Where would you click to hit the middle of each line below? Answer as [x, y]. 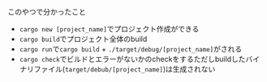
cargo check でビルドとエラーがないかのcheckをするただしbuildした [132, 59]
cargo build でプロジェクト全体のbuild [83, 39]
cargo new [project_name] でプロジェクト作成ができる [109, 29]
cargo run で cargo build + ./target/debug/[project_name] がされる [131, 49]
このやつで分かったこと [47, 12]
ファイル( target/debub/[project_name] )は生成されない [125, 69]
